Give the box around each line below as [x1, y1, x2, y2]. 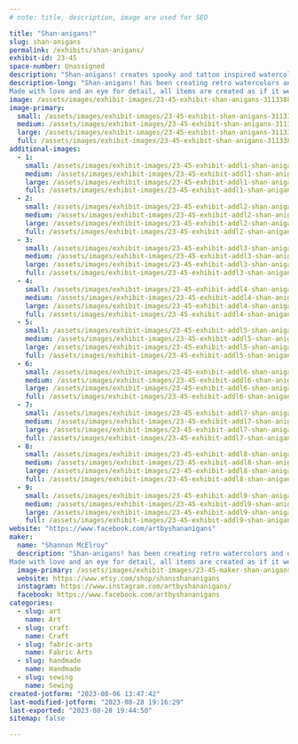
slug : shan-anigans [9, 37, 82, 46]
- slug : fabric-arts [17, 640, 93, 649]
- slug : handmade [17, 656, 82, 666]
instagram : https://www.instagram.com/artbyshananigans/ [17, 582, 232, 591]
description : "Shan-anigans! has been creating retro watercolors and [17, 549, 284, 558]
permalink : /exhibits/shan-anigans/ [9, 45, 145, 54]
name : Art [25, 614, 62, 624]
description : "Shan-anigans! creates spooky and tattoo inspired [9, 70, 255, 80]
